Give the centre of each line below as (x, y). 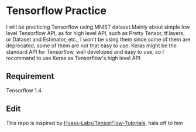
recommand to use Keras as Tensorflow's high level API (73, 58)
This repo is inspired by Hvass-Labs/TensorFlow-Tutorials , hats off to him (94, 123)
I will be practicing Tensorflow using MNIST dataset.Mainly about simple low (98, 27)
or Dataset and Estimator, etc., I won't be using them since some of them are (98, 39)
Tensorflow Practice (56, 11)
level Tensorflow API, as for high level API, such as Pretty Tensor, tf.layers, (96, 33)
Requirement (30, 76)
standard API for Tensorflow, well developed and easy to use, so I (85, 51)
